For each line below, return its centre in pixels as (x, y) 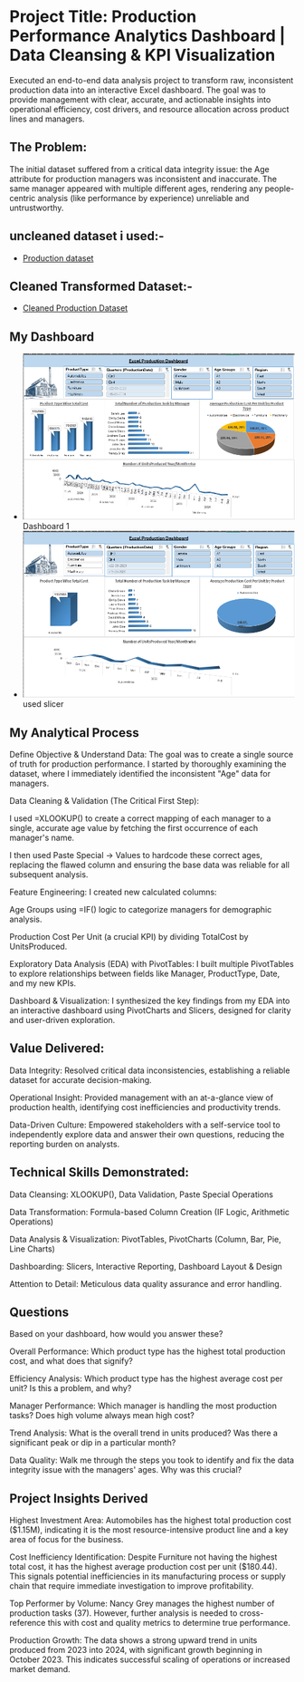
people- (280, 188)
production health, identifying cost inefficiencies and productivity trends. (145, 1107)
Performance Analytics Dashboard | (147, 36)
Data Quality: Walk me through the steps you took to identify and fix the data (152, 1460)
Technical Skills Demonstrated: (100, 1172)
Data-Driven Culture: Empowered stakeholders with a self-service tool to (145, 1125)
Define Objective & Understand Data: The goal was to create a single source (152, 755)
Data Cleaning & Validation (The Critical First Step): (104, 801)
